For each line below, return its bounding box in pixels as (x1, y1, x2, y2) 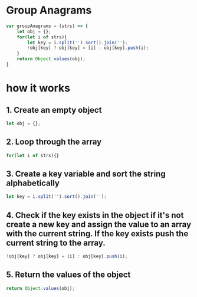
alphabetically (6, 178, 60, 188)
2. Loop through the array (6, 137, 102, 147)
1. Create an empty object (6, 105, 102, 115)
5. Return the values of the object (6, 270, 131, 280)
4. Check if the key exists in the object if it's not (6, 210, 184, 220)
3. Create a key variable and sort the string (6, 169, 166, 179)
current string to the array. (6, 237, 106, 248)
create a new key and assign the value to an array (6, 219, 192, 229)
